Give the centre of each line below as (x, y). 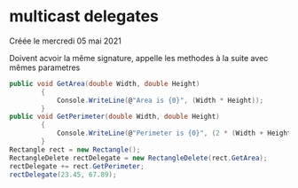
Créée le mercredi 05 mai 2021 (65, 41)
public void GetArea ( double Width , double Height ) (105, 83)
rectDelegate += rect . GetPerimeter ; (77, 166)
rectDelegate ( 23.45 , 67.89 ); (63, 175)
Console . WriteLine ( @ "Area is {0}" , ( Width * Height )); (160, 100)
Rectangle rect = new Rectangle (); (75, 149)
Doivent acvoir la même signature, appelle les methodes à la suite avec (139, 58)
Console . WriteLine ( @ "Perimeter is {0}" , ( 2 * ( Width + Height (174, 133)
